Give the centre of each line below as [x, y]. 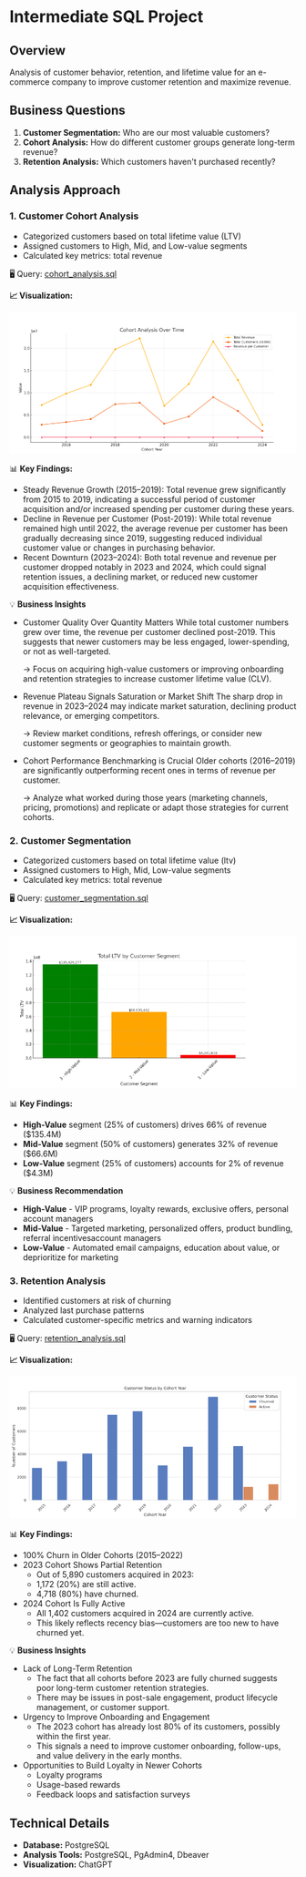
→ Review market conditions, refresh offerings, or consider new [142, 733]
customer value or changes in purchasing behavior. [119, 548]
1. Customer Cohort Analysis [74, 216]
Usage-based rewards [78, 1785]
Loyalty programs [69, 1775]
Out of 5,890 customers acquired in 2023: [115, 1574]
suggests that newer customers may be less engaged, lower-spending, [156, 641]
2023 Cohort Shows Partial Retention [92, 1565]
